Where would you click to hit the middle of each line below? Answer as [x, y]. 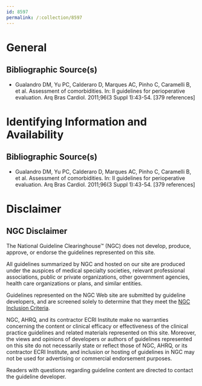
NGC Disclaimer [37, 231]
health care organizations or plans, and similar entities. [74, 283]
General [27, 48]
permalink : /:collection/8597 [44, 18]
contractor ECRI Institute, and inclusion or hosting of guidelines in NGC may [100, 351]
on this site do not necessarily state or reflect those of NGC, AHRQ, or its [97, 345]
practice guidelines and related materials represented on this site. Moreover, [101, 332]
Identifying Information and [77, 121]
